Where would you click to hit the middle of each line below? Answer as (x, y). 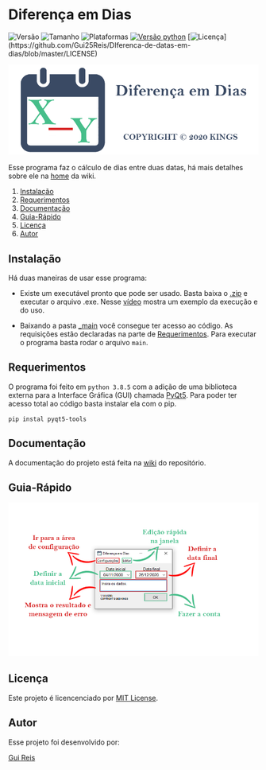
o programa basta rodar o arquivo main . (84, 343)
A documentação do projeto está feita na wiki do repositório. (107, 462)
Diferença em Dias (70, 15)
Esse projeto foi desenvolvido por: (64, 742)
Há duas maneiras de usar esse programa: (77, 278)
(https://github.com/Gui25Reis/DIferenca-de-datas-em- (100, 45)
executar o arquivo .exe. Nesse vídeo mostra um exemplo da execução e (139, 302)
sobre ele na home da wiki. (52, 176)
